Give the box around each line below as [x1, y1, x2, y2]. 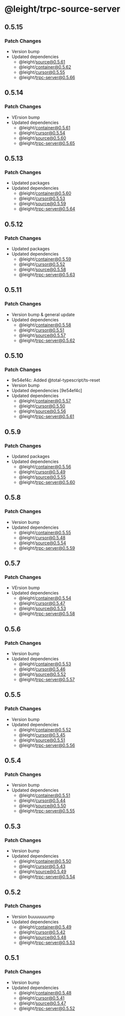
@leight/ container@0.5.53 [18, 661, 71, 667]
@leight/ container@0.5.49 [18, 924, 72, 930]
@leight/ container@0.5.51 [18, 793, 71, 798]
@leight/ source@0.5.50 [18, 803, 66, 809]
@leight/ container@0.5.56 [18, 464, 71, 469]
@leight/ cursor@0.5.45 [18, 732, 66, 737]
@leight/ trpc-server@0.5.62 [18, 338, 76, 343]
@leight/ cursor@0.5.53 [18, 196, 65, 201]
